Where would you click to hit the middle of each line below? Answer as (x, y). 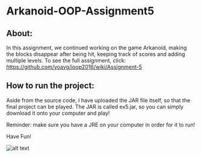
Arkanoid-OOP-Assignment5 (80, 11)
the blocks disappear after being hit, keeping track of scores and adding (96, 54)
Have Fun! (19, 136)
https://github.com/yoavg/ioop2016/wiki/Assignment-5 (74, 67)
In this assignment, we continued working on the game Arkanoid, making (97, 48)
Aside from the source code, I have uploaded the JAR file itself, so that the (98, 100)
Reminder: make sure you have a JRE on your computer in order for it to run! (101, 125)
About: (20, 33)
